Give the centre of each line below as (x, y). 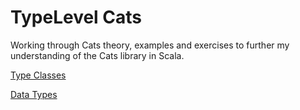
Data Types (34, 94)
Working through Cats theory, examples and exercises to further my (150, 45)
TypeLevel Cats (76, 17)
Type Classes (38, 75)
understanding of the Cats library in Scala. (97, 55)
